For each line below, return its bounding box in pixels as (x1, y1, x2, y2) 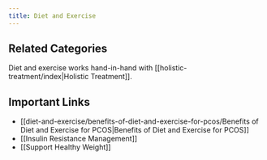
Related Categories (8, 42, 108, 56)
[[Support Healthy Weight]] (19, 142, 111, 152)
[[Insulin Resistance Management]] (19, 134, 138, 144)
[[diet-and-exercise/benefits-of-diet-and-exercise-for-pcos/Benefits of (19, 116, 260, 126)
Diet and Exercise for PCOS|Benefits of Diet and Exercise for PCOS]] (19, 125, 250, 135)
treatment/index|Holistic (8, 72, 89, 82)
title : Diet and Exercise (8, 11, 96, 20)
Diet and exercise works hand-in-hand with (8, 63, 153, 73)
